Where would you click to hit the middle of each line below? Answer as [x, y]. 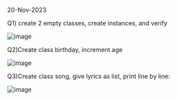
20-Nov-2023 [27, 10]
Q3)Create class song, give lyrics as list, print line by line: [89, 76]
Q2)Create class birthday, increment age [65, 50]
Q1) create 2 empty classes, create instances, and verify [87, 23]
